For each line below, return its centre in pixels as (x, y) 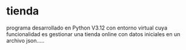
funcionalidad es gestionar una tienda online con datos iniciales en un (93, 34)
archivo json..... (25, 40)
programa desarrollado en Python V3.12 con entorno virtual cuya (87, 28)
